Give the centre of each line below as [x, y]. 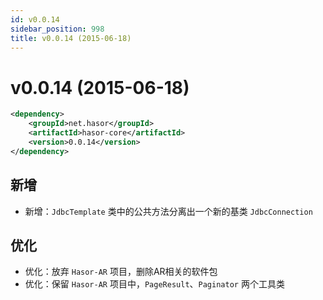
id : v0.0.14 [35, 19]
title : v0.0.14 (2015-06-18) [71, 38]
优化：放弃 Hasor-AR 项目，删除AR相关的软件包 [121, 272]
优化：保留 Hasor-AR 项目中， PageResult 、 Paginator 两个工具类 [154, 284]
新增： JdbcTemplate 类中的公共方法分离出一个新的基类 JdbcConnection [168, 211]
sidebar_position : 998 [57, 29]
